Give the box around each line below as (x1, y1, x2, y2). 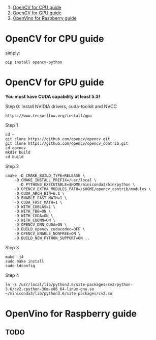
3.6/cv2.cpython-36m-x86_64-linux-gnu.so (5, 286, 95, 292)
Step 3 (5, 244, 19, 250)
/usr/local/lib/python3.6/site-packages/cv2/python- (18, 282, 133, 287)
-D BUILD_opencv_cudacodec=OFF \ (14, 226, 85, 231)
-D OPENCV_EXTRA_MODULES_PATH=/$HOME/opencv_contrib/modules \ (14, 186, 151, 192)
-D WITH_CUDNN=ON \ (14, 218, 56, 223)
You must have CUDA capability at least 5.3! (5, 93, 101, 99)
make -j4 (5, 254, 24, 259)
